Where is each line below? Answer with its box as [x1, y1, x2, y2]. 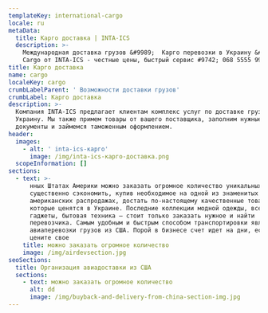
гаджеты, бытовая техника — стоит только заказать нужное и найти [29, 212, 255, 220]
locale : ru [8, 19, 45, 27]
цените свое [29, 234, 69, 242]
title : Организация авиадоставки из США [15, 264, 152, 272]
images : [15, 137, 41, 146]
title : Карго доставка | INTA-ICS [15, 33, 130, 42]
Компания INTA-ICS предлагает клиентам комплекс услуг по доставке [15, 108, 245, 116]
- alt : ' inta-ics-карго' [22, 145, 109, 153]
